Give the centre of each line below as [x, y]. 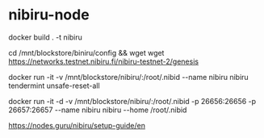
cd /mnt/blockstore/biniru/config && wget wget [86, 52]
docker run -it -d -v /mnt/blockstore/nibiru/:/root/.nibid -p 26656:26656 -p [132, 101]
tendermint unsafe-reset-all [54, 86]
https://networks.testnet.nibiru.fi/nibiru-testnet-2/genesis [104, 61]
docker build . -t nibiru [45, 37]
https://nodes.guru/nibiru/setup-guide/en [77, 125]
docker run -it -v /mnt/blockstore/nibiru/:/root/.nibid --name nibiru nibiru [128, 77]
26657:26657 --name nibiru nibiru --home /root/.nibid [98, 110]
